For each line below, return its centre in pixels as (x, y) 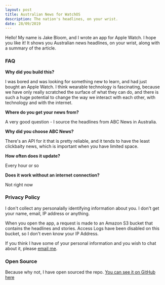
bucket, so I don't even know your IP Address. (52, 233)
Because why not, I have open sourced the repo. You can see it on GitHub (80, 272)
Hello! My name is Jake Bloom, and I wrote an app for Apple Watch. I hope (81, 38)
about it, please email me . (31, 248)
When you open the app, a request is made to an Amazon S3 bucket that (79, 223)
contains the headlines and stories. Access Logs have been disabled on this (82, 228)
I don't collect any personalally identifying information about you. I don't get (82, 208)
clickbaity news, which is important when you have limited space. (72, 146)
